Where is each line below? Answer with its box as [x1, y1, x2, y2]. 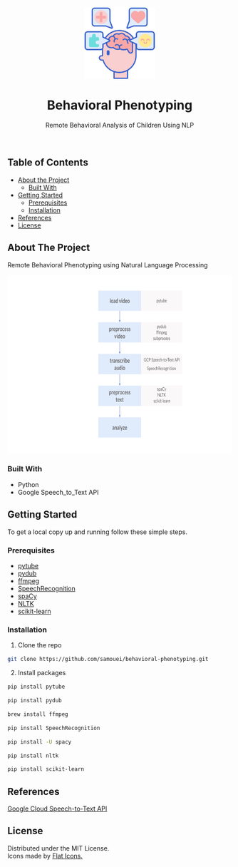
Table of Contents [7, 157, 89, 169]
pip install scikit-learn [7, 766, 84, 773]
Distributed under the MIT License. [7, 843, 110, 852]
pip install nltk [7, 752, 59, 759]
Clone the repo [17, 641, 62, 650]
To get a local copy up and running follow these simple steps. [7, 528, 187, 536]
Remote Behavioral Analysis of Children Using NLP [45, 120, 195, 129]
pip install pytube [7, 683, 66, 691]
